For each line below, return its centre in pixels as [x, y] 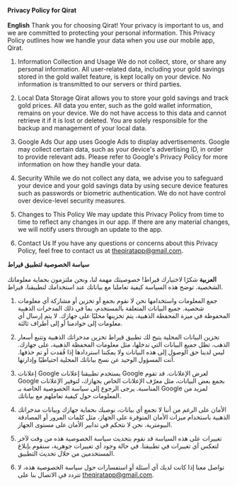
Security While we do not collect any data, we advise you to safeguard [120, 178]
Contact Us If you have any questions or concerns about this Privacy [117, 243]
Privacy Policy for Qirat [42, 10]
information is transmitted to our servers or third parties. [99, 84]
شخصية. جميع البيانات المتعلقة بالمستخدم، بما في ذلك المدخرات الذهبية [111, 308]
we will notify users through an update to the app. [90, 229]
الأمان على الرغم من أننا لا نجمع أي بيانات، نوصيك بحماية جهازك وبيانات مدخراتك [122, 409]
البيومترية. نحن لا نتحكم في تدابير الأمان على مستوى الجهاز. [95, 425]
